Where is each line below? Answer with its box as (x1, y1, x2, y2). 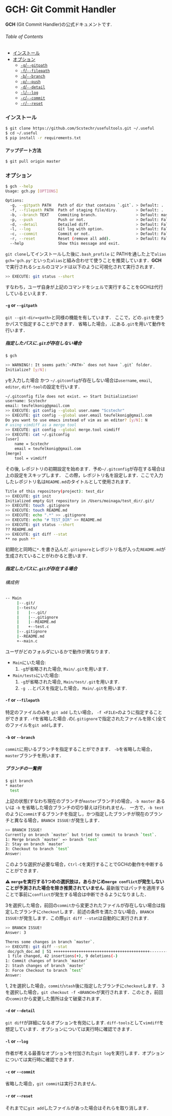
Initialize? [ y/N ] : (5, 367, 47, 373)
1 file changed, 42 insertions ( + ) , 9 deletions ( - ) (7, 953, 118, 959)
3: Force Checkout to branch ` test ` (5, 968, 83, 973)
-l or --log (5, 1038, 29, 1044)
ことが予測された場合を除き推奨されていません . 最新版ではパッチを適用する (5, 885, 165, 891)
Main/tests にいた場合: (12, 672, 60, 678)
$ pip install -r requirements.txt (5, 135, 81, 141)
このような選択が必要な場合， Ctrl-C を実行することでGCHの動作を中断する (5, 861, 164, 868)
